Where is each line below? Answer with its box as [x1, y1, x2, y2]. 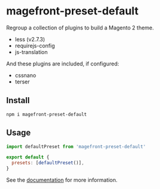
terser [14, 78, 30, 85]
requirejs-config [14, 42, 55, 49]
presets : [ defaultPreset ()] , [11, 160, 84, 166]
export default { [6, 154, 50, 160]
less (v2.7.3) [14, 35, 45, 43]
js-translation [14, 48, 48, 55]
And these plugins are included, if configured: [6, 60, 119, 67]
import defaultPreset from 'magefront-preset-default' [6, 143, 146, 149]
